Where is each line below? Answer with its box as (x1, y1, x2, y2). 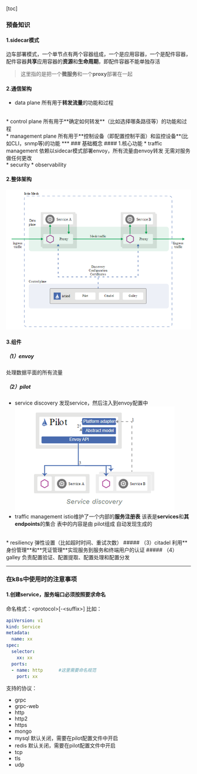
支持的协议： (6, 685, 37, 692)
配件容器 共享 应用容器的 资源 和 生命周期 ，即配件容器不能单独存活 (6, 58, 160, 65)
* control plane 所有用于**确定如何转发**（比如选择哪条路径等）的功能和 (6, 118, 182, 125)
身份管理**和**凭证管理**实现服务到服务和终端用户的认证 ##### (6, 546, 163, 553)
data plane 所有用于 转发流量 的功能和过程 (14, 99, 114, 106)
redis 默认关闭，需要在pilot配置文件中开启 (14, 742, 116, 749)
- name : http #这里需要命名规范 (11, 667, 97, 673)
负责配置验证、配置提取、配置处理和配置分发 (21, 553, 130, 561)
